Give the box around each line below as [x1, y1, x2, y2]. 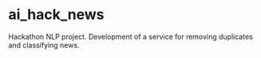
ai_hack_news [8, 6, 105, 24]
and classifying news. [8, 40, 80, 49]
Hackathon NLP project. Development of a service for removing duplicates [8, 32, 253, 41]
